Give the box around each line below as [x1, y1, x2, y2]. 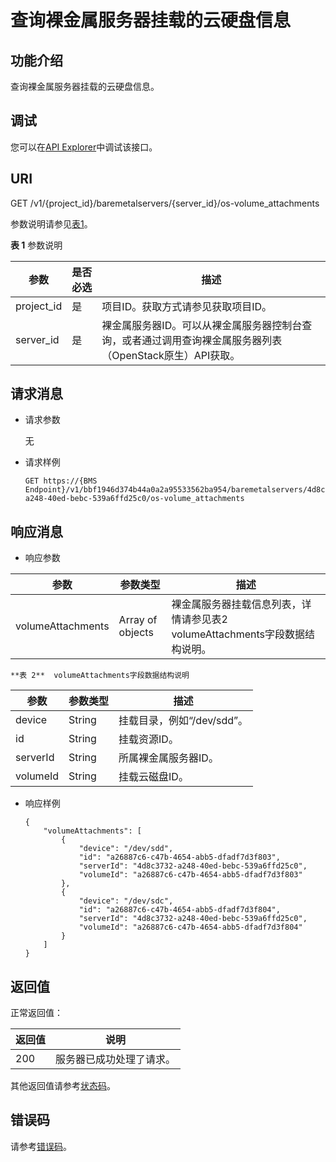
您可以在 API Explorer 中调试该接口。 [10, 141, 158, 153]
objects [118, 626, 154, 640]
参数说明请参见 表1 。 [10, 217, 93, 230]
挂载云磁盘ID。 [118, 770, 189, 784]
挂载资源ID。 [118, 732, 179, 746]
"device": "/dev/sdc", [78, 896, 174, 906]
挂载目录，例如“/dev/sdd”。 [118, 714, 249, 728]
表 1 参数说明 [10, 239, 63, 251]
